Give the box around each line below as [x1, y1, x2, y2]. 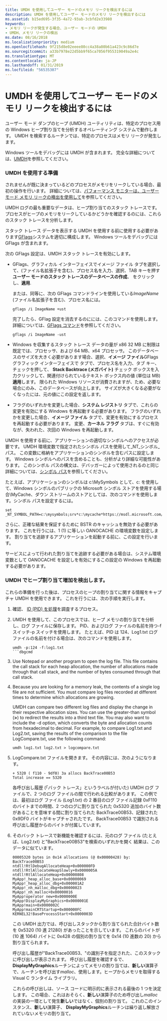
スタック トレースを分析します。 [9, 217, 76, 223]
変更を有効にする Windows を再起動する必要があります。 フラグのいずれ [12, 408, 162, 414]
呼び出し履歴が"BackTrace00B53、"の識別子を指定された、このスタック [12, 950, 161, 956]
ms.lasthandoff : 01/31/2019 [5, 63, 64, 68]
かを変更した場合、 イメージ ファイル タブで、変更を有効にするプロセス [12, 414, 159, 421]
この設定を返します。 [60, 391, 104, 397]
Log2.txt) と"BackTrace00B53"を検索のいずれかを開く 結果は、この [21, 838, 160, 844]
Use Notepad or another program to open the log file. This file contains [12, 658, 158, 664]
